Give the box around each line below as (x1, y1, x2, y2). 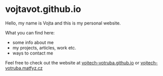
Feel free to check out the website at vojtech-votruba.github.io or (5, 59, 140, 65)
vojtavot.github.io (5, 3, 81, 15)
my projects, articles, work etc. (12, 44, 76, 50)
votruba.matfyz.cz (5, 65, 43, 71)
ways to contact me (12, 50, 53, 56)
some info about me (12, 39, 54, 45)
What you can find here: (5, 29, 55, 35)
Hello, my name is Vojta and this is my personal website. (5, 20, 121, 26)
